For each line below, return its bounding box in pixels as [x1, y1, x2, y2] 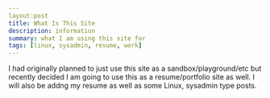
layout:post [8, 11, 48, 20]
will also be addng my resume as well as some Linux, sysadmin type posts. [8, 81, 257, 91]
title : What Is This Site [8, 19, 95, 27]
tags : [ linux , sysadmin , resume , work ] [8, 42, 143, 50]
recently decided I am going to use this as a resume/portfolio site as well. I [8, 72, 255, 82]
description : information [8, 27, 95, 35]
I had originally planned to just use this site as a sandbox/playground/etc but [8, 63, 262, 73]
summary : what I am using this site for [8, 34, 147, 43]
